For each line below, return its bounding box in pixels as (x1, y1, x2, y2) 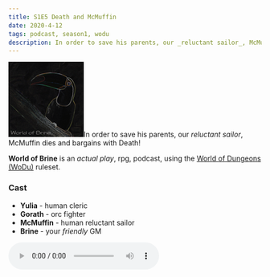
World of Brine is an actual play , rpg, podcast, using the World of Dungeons (8, 153, 261, 164)
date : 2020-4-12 (8, 21, 63, 30)
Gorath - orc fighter (19, 209, 86, 218)
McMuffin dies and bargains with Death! (8, 138, 141, 148)
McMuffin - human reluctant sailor (19, 218, 135, 227)
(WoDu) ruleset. (8, 162, 61, 172)
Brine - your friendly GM (19, 226, 102, 236)
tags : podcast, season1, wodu (8, 30, 110, 38)
